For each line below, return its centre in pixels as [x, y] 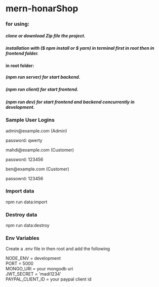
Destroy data [21, 215]
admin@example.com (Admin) [36, 130]
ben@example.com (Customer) [38, 169]
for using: [18, 24]
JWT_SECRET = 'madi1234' [34, 274]
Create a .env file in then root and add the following [58, 249]
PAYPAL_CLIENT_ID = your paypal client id [49, 279]
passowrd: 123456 [24, 178]
